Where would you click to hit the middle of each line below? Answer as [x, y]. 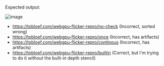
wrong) [20, 32]
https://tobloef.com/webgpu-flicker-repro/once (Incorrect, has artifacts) [86, 37]
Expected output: [23, 7]
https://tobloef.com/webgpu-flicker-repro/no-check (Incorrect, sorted [83, 26]
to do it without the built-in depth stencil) [54, 58]
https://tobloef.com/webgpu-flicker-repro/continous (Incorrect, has [81, 42]
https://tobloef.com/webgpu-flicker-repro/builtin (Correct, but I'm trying [85, 53]
